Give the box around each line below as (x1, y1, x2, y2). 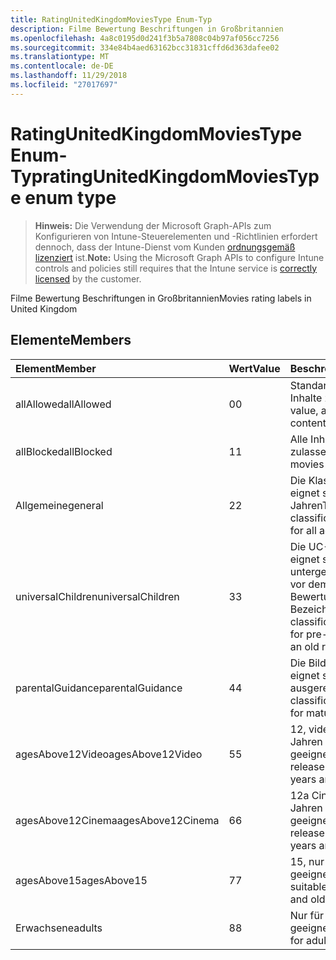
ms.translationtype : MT (10, 52, 110, 62)
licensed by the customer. (34, 272, 142, 285)
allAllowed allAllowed (15, 397, 112, 411)
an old (289, 639, 320, 653)
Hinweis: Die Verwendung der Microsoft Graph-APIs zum (34, 219, 272, 231)
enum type (24, 186, 117, 209)
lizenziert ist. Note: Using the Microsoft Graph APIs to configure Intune (34, 251, 325, 263)
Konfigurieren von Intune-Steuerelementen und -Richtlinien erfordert (34, 230, 318, 242)
